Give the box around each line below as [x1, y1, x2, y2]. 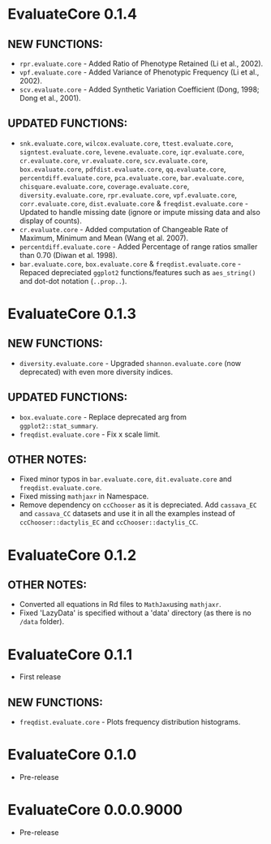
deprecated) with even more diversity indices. [19, 367, 174, 377]
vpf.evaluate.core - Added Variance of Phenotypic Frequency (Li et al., [19, 67, 260, 77]
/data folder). [19, 617, 65, 627]
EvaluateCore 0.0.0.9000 [7, 801, 183, 820]
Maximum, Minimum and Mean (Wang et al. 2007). [19, 233, 188, 243]
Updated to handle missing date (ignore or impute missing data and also [19, 207, 260, 217]
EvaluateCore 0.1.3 [7, 305, 137, 323]
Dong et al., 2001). [19, 93, 82, 102]
